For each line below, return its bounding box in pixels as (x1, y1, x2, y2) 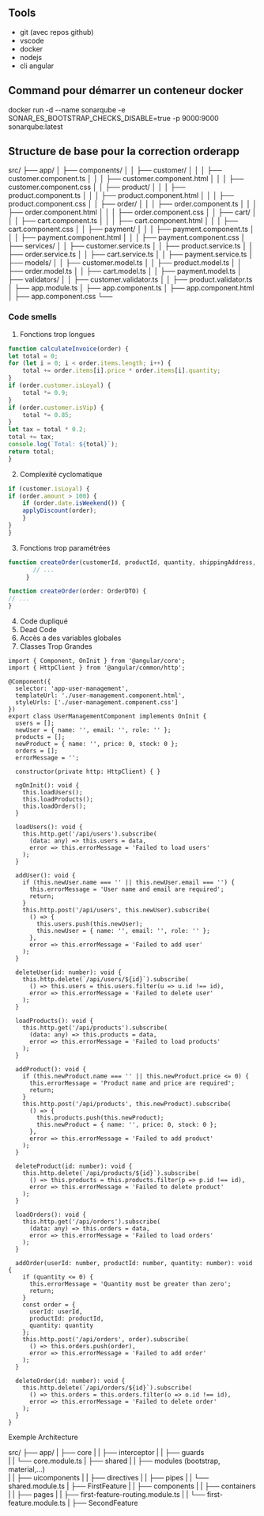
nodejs (19, 52, 42, 62)
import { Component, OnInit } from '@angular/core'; (8, 657, 186, 665)
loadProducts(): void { (15, 1017, 93, 1025)
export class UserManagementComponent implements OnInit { (8, 712, 207, 721)
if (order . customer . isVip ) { (8, 404, 104, 411)
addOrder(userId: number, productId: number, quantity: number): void (15, 1260, 253, 1268)
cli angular (19, 61, 55, 70)
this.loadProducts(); (22, 795, 93, 804)
